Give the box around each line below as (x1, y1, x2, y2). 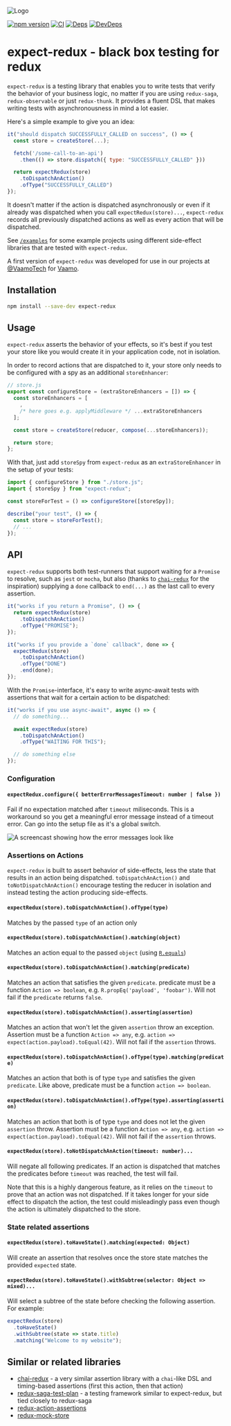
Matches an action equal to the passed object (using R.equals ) (7, 948, 187, 957)
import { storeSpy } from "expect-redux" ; (7, 485, 131, 492)
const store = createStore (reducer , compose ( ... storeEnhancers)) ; (13, 426, 209, 433)
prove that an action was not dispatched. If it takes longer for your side (7, 1190, 209, 1199)
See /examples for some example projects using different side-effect (7, 236, 202, 244)
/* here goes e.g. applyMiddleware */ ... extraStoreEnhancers (19, 408, 203, 415)
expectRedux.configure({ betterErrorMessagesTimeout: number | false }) (7, 791, 221, 798)
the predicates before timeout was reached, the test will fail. (7, 1169, 178, 1178)
